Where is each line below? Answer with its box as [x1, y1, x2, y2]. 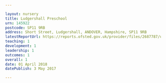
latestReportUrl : [5, 34, 41, 39]
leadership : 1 [5, 48, 35, 53]
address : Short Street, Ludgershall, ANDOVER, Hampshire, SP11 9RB [5, 30, 147, 35]
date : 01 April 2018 [5, 62, 48, 67]
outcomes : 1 [5, 53, 30, 57]
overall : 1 [5, 57, 28, 62]
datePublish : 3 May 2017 [5, 66, 56, 71]
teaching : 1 [5, 39, 30, 44]
